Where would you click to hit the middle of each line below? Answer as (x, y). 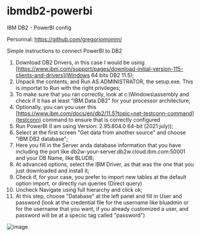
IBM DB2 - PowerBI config (39, 28)
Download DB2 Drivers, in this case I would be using (80, 62)
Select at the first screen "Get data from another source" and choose (101, 132)
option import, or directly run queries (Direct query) (79, 183)
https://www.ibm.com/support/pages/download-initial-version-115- (100, 69)
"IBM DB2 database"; (42, 138)
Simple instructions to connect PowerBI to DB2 (64, 51)
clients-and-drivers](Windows (53, 75)
